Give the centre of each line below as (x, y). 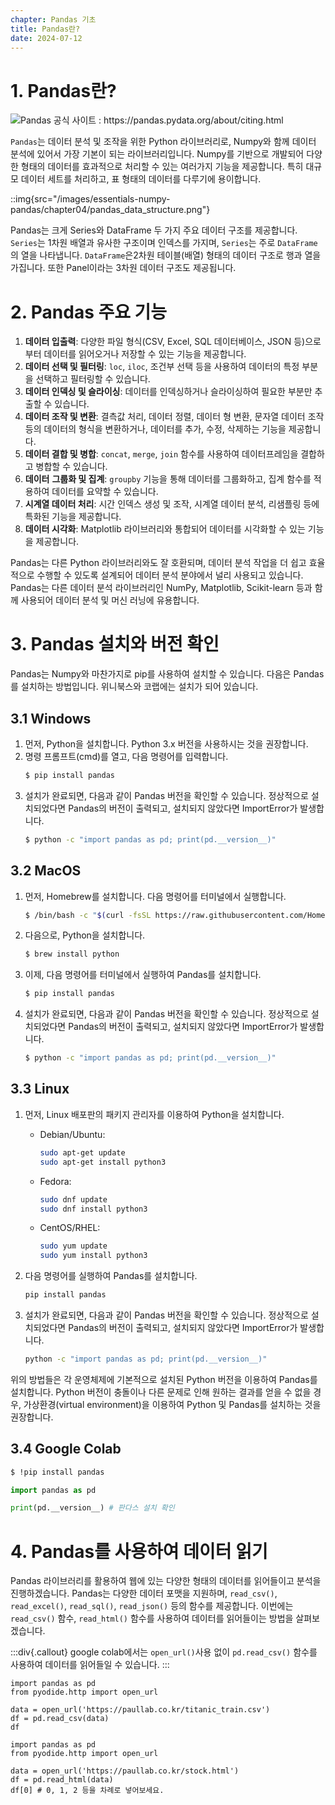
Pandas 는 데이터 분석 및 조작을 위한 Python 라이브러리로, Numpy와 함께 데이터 (163, 142)
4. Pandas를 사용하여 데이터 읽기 (139, 1551)
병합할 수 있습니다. (71, 467)
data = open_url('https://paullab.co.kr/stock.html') (125, 1771)
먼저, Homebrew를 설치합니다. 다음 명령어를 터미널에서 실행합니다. (155, 896)
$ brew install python (72, 954)
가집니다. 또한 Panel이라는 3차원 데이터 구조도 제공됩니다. (123, 268)
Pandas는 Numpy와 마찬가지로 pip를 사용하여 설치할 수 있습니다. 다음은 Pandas (167, 674)
